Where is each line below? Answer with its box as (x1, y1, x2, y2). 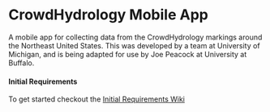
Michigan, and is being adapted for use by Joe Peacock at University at (8, 49, 247, 59)
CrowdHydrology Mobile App (8, 6, 208, 24)
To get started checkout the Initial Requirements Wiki (8, 94, 185, 104)
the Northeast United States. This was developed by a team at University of (8, 40, 261, 50)
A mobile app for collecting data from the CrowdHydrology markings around (8, 32, 263, 42)
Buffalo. (8, 58, 35, 68)
